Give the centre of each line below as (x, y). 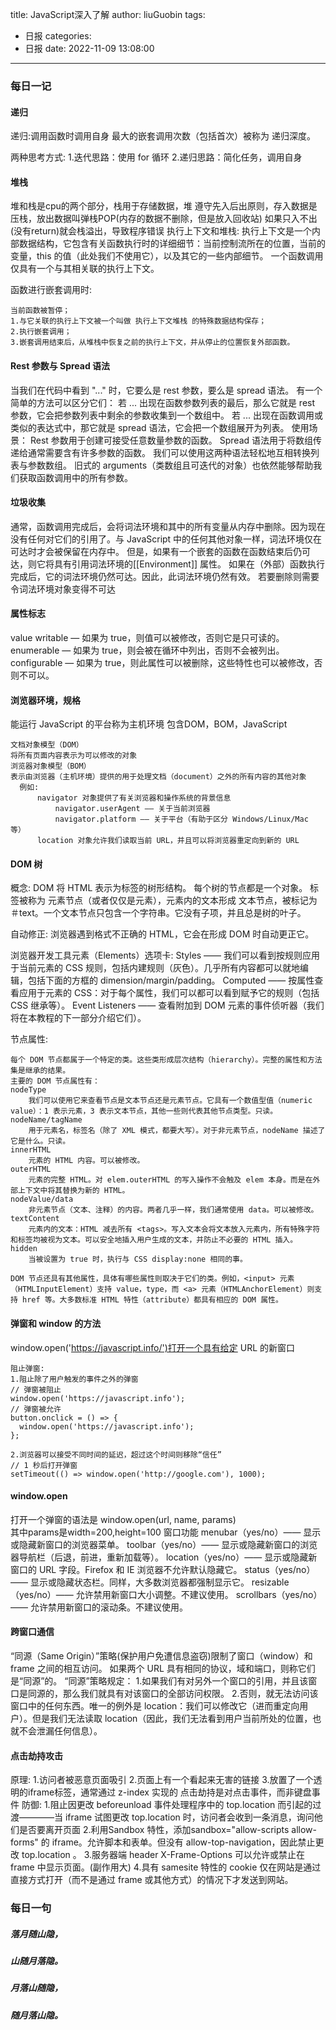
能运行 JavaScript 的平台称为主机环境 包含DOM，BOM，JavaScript (149, 724)
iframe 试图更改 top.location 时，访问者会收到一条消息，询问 (189, 1817)
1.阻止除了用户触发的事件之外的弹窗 (74, 1379)
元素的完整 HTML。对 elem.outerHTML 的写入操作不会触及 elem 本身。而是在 (170, 1180)
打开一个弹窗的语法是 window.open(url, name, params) (123, 1519)
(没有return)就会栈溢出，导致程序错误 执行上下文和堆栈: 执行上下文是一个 (161, 231)
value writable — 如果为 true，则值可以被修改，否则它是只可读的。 (147, 637)
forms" (24, 1842)
